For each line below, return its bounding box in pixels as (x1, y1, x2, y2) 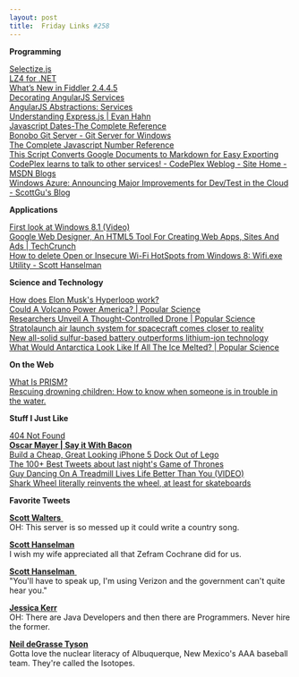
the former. (9, 621, 51, 631)
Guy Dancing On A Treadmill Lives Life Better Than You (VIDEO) (9, 468, 244, 478)
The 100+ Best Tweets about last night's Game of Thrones (9, 458, 224, 470)
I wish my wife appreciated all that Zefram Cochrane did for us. (9, 548, 242, 559)
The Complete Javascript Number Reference (9, 140, 175, 150)
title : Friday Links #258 (9, 21, 110, 30)
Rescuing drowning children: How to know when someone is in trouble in (9, 385, 278, 396)
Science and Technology (9, 276, 104, 287)
